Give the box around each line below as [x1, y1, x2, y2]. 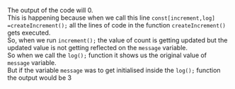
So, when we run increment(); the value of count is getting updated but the [7, 36, 228, 44]
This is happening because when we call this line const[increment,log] [7, 13, 216, 22]
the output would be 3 [7, 73, 72, 82]
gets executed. [7, 28, 51, 37]
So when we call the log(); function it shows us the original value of [7, 51, 207, 59]
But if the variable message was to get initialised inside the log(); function [7, 66, 221, 74]
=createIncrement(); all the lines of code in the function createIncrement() [7, 21, 227, 29]
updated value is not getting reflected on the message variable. [7, 44, 188, 52]
